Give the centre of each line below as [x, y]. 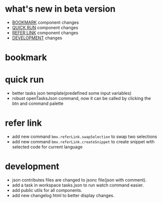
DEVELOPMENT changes [37, 38]
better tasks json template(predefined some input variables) [72, 93]
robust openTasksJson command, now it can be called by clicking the [81, 99]
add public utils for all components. [47, 190]
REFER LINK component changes [45, 33]
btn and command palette [38, 103]
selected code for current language [47, 147]
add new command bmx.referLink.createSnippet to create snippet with [83, 142]
